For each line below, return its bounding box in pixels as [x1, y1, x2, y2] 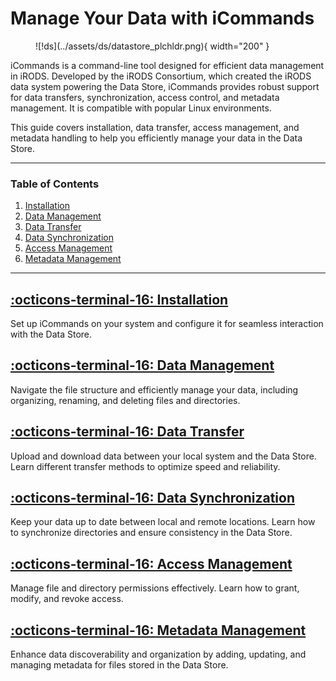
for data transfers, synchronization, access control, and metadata [10, 91, 280, 103]
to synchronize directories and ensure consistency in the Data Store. [10, 527, 293, 539]
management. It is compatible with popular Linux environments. [10, 102, 272, 114]
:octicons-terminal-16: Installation [10, 291, 229, 308]
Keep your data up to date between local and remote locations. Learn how [10, 516, 316, 528]
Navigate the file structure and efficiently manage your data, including [10, 383, 299, 396]
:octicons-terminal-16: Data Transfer [10, 423, 245, 441]
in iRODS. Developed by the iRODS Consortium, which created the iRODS [10, 70, 312, 82]
